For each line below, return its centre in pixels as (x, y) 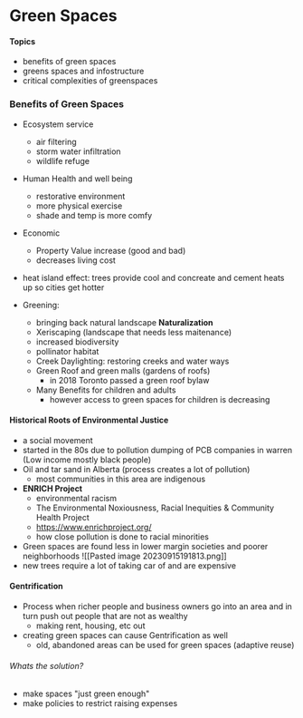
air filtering (56, 141)
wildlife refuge (63, 160)
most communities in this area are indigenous (121, 479)
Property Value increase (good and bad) (111, 250)
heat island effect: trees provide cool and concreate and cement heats (153, 277)
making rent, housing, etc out (90, 626)
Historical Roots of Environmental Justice (89, 420)
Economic (41, 233)
